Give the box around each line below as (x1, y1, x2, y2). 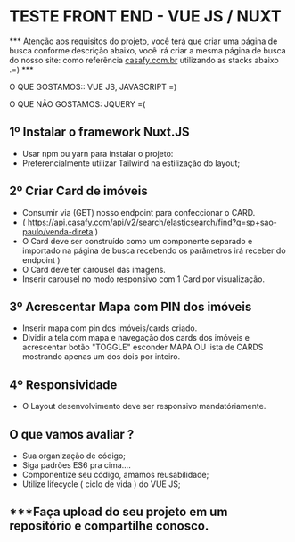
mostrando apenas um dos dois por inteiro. (21, 351, 181, 362)
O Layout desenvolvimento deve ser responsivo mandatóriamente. (21, 401, 266, 412)
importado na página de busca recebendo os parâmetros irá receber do (21, 245, 287, 256)
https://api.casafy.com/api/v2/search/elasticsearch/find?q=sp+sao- (27, 217, 278, 227)
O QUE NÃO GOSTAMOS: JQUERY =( (9, 98, 146, 109)
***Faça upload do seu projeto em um (9, 505, 228, 520)
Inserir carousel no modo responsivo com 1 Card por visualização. (21, 274, 266, 284)
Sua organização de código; (21, 450, 127, 461)
